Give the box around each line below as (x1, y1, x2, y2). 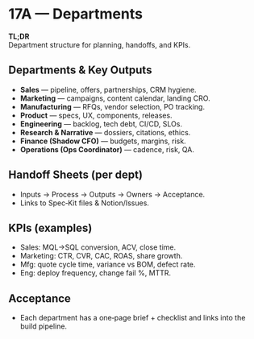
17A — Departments (8, 5, 144, 23)
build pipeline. (19, 321, 67, 331)
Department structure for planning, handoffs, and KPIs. (8, 39, 191, 49)
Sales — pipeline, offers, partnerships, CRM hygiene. (19, 85, 197, 94)
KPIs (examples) (8, 221, 93, 234)
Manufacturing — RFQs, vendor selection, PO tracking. (19, 101, 206, 111)
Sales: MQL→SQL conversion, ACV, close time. (19, 242, 177, 252)
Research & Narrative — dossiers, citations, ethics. (19, 127, 191, 137)
